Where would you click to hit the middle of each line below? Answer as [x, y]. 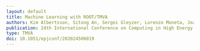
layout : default [26, 11]
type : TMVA [20, 33]
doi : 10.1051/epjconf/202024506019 [50, 39]
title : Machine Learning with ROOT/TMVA [57, 17]
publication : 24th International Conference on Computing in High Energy [100, 28]
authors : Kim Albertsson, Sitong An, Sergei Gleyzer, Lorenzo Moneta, [96, 22]
